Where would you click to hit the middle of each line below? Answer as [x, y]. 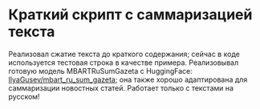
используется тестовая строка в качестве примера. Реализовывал [124, 63]
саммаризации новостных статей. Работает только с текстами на [121, 88]
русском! [24, 96]
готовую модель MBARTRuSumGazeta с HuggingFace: [100, 71]
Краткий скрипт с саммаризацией [130, 15]
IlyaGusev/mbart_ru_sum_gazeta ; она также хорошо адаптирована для [128, 79]
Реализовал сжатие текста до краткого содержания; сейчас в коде [124, 54]
